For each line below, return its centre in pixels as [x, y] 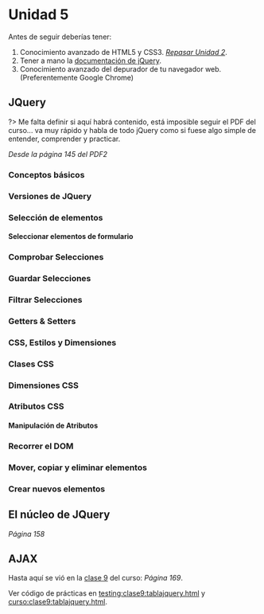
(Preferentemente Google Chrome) [76, 77]
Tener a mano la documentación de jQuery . [90, 61]
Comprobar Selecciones [56, 257]
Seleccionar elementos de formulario [71, 237]
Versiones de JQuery [50, 196]
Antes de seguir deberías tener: [60, 37]
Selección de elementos [56, 217]
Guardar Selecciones [50, 278]
